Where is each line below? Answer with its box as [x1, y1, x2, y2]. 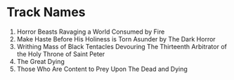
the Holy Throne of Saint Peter [16, 50, 105, 58]
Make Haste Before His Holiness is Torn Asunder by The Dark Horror [16, 34, 216, 43]
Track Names [6, 4, 86, 20]
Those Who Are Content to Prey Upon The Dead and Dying [16, 65, 188, 73]
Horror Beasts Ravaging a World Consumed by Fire [16, 27, 165, 36]
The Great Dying [16, 57, 65, 65]
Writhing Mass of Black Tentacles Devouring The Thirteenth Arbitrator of [16, 42, 228, 51]
